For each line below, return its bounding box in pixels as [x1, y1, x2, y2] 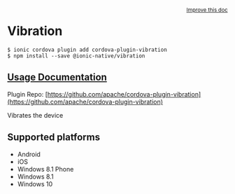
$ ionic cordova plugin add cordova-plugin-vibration [7, 46, 168, 53]
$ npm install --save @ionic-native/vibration [7, 52, 145, 60]
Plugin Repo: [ [7, 90, 48, 98]
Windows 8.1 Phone [17, 165, 74, 173]
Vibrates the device [7, 111, 64, 119]
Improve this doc [186, 6, 228, 13]
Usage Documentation [7, 71, 107, 83]
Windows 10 [17, 179, 53, 188]
